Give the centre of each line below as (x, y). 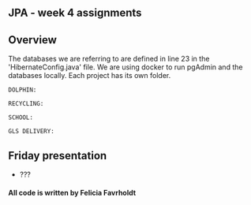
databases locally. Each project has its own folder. (90, 76)
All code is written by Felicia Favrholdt (72, 192)
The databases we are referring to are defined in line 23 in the (109, 59)
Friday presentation (58, 156)
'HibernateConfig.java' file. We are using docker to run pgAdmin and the (126, 67)
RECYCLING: (26, 104)
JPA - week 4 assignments (75, 13)
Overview (33, 40)
